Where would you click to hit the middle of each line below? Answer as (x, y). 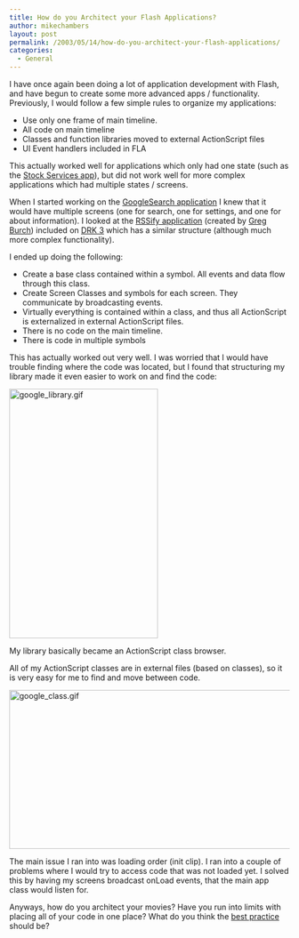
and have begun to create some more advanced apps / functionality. (135, 93)
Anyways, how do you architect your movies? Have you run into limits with (145, 907)
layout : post (33, 34)
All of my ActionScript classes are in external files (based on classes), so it (146, 668)
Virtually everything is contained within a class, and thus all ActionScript (154, 312)
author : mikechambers (49, 26)
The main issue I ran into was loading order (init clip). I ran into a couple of (145, 862)
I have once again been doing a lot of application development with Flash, (144, 84)
